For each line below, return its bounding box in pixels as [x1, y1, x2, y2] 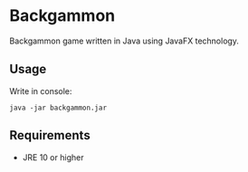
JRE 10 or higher [22, 151, 84, 163]
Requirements [9, 128, 91, 143]
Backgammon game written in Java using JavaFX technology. [9, 35, 240, 46]
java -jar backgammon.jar [9, 103, 107, 112]
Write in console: [9, 85, 72, 96]
